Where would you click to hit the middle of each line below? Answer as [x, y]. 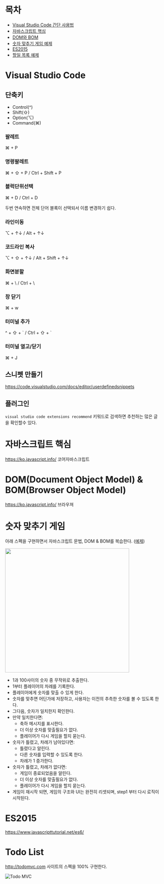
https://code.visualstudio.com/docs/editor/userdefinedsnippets [70, 387]
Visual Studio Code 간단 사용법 [43, 25]
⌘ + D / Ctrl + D [22, 198]
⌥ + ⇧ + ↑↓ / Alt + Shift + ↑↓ [37, 258]
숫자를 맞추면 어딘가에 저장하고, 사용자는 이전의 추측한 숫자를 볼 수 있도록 [83, 699]
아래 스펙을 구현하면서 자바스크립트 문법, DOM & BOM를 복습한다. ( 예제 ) [75, 541]
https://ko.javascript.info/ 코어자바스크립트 [48, 459]
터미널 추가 [18, 322]
